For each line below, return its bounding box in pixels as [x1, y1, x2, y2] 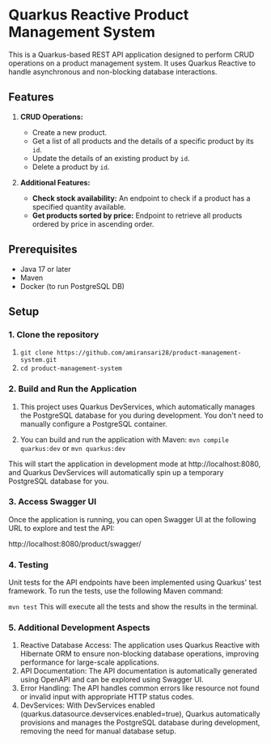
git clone [19, 349, 54, 357]
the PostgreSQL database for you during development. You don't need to [19, 410, 264, 420]
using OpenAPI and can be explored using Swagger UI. [19, 674, 204, 685]
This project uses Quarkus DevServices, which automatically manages [19, 402, 256, 411]
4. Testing [8, 559, 49, 570]
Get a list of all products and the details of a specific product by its [32, 136, 254, 146]
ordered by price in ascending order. [32, 219, 155, 228]
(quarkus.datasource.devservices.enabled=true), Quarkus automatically [19, 709, 260, 719]
